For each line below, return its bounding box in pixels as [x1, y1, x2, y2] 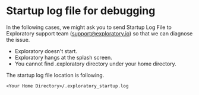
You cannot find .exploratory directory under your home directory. [14, 60, 176, 67]
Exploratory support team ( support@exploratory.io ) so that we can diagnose [6, 30, 193, 37]
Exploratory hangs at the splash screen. [14, 54, 113, 61]
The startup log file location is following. [6, 71, 105, 78]
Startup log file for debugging [6, 4, 156, 18]
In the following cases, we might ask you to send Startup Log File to [6, 24, 172, 31]
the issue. [6, 36, 30, 43]
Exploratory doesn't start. [14, 47, 77, 54]
